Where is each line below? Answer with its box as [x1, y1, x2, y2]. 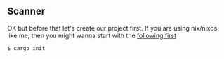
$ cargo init [7, 44, 46, 51]
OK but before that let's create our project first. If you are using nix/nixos [7, 24, 218, 32]
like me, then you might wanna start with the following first [7, 31, 177, 40]
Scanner [7, 6, 46, 17]
